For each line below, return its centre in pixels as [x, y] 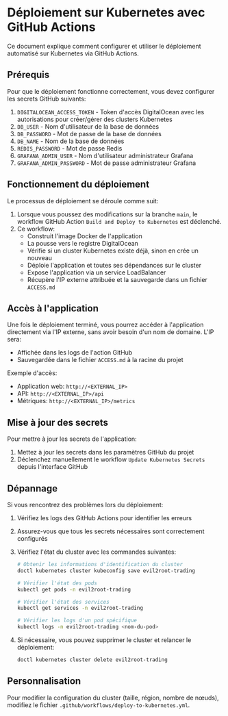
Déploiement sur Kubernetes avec [106, 13]
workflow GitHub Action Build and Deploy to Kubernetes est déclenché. [119, 221]
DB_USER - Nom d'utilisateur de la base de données [88, 126]
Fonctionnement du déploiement [78, 184]
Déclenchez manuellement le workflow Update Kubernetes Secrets [111, 459]
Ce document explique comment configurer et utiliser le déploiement [104, 46]
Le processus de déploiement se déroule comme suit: [83, 201]
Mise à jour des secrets [58, 422]
